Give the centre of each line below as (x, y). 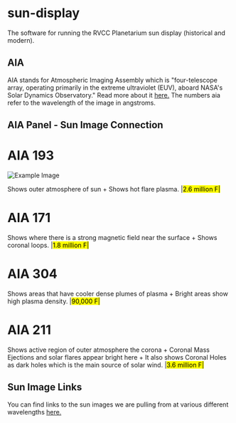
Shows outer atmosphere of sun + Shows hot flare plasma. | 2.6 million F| (114, 189)
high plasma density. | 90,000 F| (54, 301)
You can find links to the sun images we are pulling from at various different (118, 404)
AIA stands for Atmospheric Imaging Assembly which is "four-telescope (113, 80)
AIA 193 (31, 156)
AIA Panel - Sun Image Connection (85, 125)
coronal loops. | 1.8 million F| (48, 245)
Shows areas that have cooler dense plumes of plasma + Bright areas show (118, 293)
